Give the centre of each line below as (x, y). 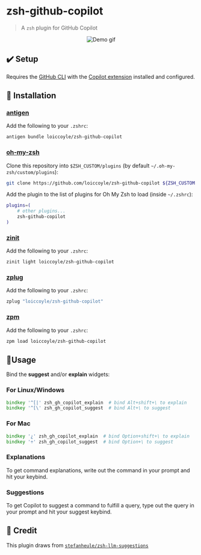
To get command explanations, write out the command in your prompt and (98, 470)
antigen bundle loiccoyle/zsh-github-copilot (64, 137)
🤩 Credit (22, 531)
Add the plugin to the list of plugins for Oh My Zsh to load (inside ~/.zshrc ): (100, 195)
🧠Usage (21, 360)
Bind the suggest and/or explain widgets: (58, 374)
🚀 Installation (31, 96)
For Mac (19, 424)
